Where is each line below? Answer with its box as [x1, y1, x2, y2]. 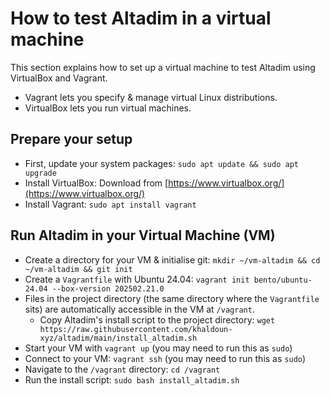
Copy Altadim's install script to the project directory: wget [39, 313, 276, 326]
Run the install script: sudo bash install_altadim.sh [24, 373, 240, 386]
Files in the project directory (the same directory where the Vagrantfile [24, 292, 320, 304]
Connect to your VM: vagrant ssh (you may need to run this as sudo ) [24, 352, 307, 364]
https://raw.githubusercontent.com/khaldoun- [39, 324, 233, 334]
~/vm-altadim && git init [24, 264, 133, 274]
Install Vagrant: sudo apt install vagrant [24, 198, 197, 210]
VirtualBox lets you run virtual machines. [24, 102, 192, 114]
